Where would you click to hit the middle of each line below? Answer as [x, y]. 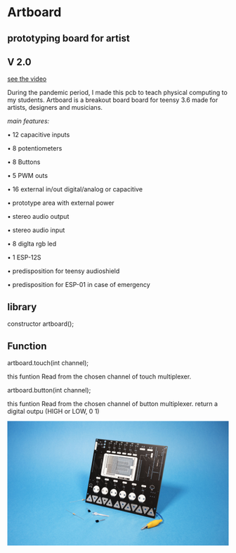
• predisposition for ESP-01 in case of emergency [79, 285]
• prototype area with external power [61, 203]
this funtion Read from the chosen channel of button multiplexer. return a [113, 404]
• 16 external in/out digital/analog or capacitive [75, 189]
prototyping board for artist [68, 38]
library [22, 307]
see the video [27, 79]
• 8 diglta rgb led [32, 244]
